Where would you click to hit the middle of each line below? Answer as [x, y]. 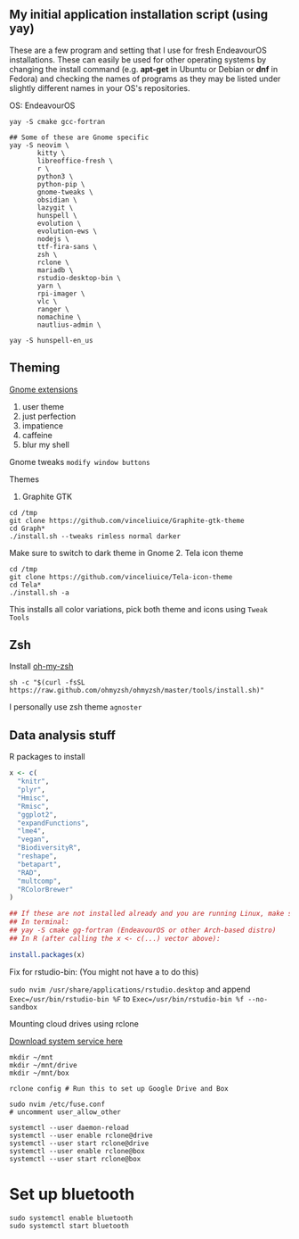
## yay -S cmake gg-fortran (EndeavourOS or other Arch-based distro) [143, 930]
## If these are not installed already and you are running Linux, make [147, 914]
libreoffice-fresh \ [75, 161]
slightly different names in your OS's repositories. [100, 87]
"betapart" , [40, 864]
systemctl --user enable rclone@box [77, 1151]
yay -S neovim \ [39, 145]
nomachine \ [59, 317]
